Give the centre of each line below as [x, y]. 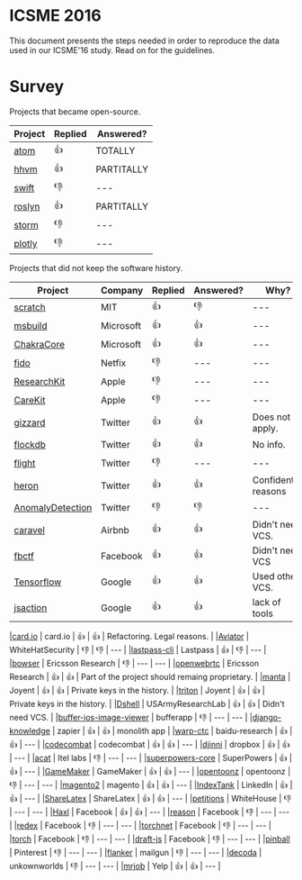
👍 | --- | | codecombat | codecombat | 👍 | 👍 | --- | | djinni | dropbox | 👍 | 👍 [150, 744]
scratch [30, 307]
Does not [271, 417]
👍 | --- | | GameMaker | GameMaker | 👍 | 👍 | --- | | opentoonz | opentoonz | [150, 771]
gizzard [30, 422]
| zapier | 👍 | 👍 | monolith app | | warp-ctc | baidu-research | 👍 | [173, 730]
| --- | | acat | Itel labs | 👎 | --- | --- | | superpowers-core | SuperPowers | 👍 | [151, 758]
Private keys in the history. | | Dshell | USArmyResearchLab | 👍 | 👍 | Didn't [147, 703]
